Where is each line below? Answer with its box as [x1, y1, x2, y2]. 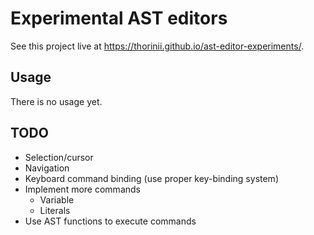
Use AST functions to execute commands [24, 215, 197, 227]
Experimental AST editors [10, 7, 228, 30]
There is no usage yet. [10, 95, 103, 107]
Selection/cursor [24, 151, 94, 163]
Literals [39, 204, 71, 216]
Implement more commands [24, 183, 141, 195]
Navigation [24, 162, 70, 174]
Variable [39, 193, 75, 206]
